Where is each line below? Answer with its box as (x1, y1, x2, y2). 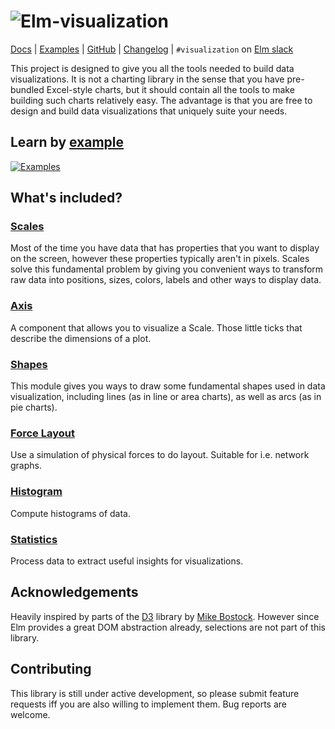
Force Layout (10, 426, 75, 440)
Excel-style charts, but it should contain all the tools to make (46, 83, 295, 95)
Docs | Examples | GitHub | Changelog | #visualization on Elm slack (10, 43, 294, 55)
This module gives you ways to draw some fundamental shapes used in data (10, 380, 326, 392)
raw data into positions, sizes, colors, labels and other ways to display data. (10, 274, 322, 286)
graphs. (10, 460, 42, 472)
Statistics (10, 532, 58, 546)
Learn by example (10, 134, 125, 151)
